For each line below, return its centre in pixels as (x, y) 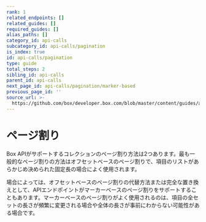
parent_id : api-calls (34, 80)
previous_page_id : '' (34, 92)
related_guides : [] (31, 23)
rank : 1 (16, 12)
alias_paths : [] (27, 35)
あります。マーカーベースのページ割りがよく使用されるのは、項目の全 (105, 197)
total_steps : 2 (26, 69)
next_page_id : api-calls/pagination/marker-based (71, 86)
